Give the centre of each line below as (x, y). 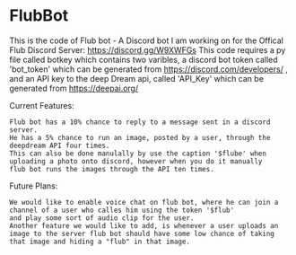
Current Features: (42, 105)
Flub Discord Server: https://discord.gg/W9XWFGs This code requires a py (148, 49)
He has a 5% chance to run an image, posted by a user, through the (140, 137)
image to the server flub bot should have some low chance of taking (142, 233)
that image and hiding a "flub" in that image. (100, 242)
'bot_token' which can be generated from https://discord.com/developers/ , (149, 69)
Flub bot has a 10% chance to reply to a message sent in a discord (140, 122)
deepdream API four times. (60, 145)
